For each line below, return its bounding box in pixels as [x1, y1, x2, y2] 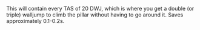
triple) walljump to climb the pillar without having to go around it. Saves [6, 11, 184, 18]
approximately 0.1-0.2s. [6, 18, 65, 24]
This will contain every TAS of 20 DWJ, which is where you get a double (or [6, 5, 195, 12]
